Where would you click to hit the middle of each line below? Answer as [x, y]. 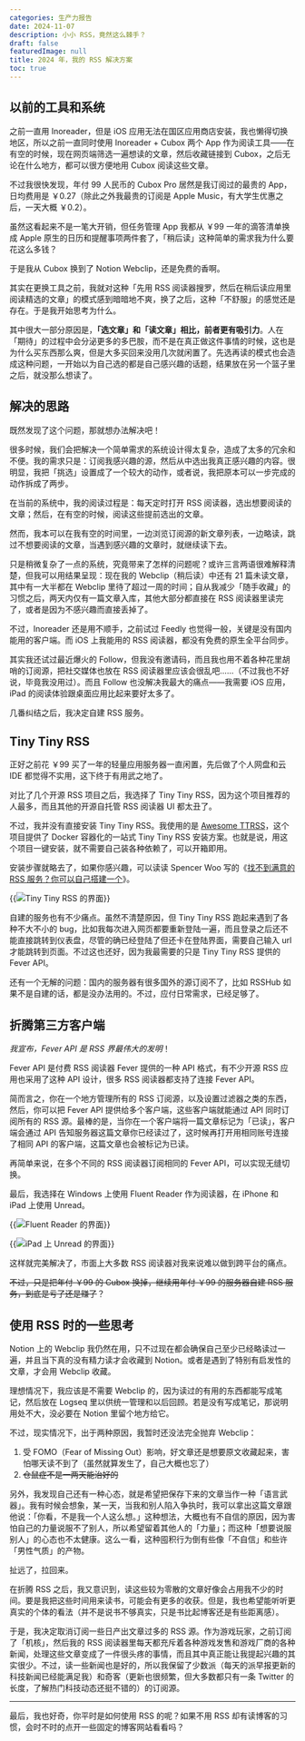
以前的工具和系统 [57, 108]
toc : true [28, 69]
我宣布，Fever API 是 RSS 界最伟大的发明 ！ [90, 1048]
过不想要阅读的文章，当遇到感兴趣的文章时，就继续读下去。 [121, 545]
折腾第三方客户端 [57, 1025]
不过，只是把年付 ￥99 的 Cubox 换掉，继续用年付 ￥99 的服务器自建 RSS [147, 1283]
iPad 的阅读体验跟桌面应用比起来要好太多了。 [94, 693]
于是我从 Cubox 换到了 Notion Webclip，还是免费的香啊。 [117, 268]
